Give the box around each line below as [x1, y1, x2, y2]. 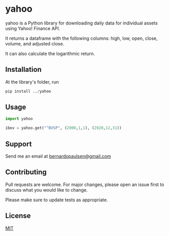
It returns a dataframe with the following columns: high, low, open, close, [5, 35, 158, 41]
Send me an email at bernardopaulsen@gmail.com [5, 153, 111, 159]
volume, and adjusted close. [5, 40, 65, 46]
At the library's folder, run [5, 78, 59, 85]
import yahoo [5, 116, 33, 121]
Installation [5, 65, 42, 74]
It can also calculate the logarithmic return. [5, 50, 95, 57]
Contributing [5, 168, 47, 176]
